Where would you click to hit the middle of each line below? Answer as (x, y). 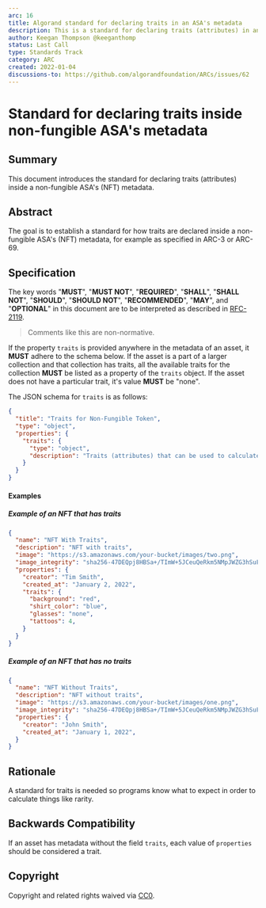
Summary (33, 160)
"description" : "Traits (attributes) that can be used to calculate (144, 456)
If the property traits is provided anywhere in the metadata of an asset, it (129, 348)
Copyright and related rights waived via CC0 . (82, 895)
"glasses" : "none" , (61, 614)
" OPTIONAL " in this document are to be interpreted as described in (118, 309)
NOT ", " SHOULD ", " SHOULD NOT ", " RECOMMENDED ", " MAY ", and (118, 300)
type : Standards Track (46, 52)
